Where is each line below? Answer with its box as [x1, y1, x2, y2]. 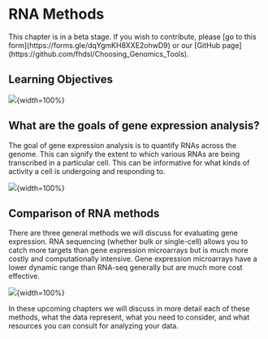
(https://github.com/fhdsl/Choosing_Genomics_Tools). [8, 49, 189, 59]
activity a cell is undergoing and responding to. [8, 166, 166, 176]
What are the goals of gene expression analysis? [8, 119, 260, 133]
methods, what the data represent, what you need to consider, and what [8, 312, 250, 322]
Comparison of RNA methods [8, 206, 160, 220]
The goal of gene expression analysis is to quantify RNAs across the [8, 140, 237, 150]
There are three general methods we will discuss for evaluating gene [8, 228, 238, 238]
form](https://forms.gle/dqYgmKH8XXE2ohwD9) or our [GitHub [8, 40, 221, 50]
